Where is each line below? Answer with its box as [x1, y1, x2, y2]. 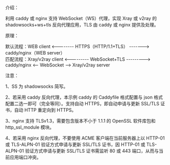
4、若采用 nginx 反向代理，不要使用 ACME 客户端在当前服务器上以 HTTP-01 [5, 135, 165, 141]
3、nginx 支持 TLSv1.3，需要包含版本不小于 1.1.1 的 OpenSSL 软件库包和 [5, 118, 156, 124]
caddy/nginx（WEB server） [5, 50, 65, 56]
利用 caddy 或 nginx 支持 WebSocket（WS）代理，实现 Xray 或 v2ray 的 [5, 15, 157, 21]
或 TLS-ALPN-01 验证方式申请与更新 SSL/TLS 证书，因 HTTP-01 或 [5, 142, 145, 147]
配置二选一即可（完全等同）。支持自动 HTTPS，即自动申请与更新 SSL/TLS [5, 101, 160, 106]
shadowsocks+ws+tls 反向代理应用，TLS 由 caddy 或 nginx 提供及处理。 [5, 22, 159, 28]
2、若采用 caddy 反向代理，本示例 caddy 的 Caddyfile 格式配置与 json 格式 [5, 94, 163, 100]
